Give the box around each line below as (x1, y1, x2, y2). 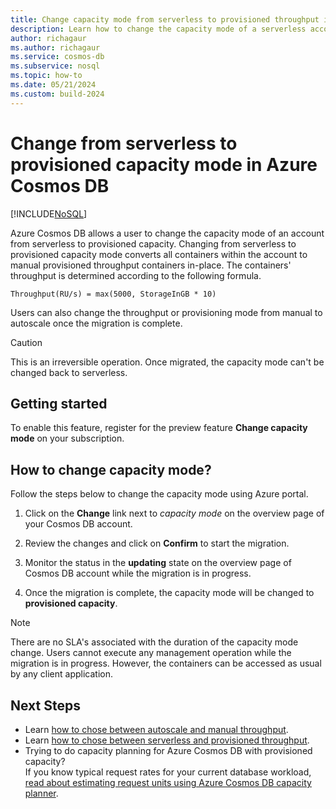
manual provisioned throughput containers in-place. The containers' (10, 259, 292, 271)
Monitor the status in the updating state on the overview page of (24, 557, 292, 569)
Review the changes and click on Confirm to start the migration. (24, 537, 290, 550)
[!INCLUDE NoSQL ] (10, 207, 88, 220)
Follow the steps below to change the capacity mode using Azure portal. (10, 488, 309, 500)
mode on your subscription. (10, 432, 125, 445)
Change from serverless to (10, 132, 238, 155)
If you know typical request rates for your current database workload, (24, 766, 312, 778)
